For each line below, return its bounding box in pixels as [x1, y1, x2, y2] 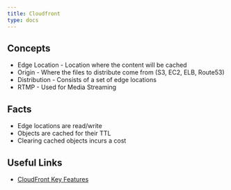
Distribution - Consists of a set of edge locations [17, 76, 157, 84]
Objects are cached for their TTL [17, 129, 111, 138]
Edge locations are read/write [17, 122, 102, 130]
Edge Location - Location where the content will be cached [17, 61, 187, 70]
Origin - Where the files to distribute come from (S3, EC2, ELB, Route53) [17, 68, 225, 77]
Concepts [7, 42, 51, 54]
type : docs [7, 17, 39, 24]
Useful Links [7, 157, 63, 168]
